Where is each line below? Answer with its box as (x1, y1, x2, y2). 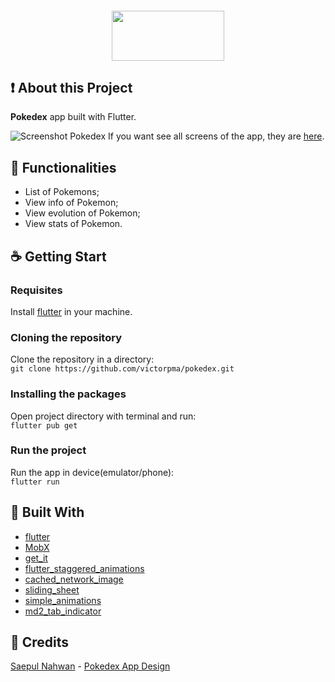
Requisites (10, 283, 63, 297)
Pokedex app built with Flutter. (10, 111, 137, 123)
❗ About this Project (10, 79, 133, 96)
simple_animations (24, 594, 102, 606)
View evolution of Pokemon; (24, 207, 141, 219)
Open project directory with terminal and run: (10, 410, 197, 422)
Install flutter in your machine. (10, 305, 133, 317)
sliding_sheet (24, 583, 80, 596)
